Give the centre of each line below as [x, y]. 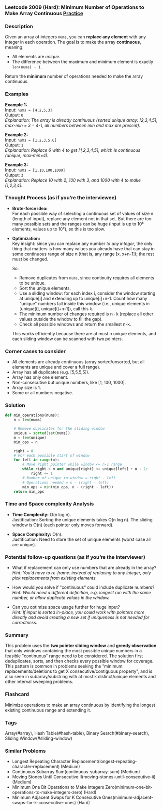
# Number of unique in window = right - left [69, 478]
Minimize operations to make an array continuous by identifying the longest [80, 705]
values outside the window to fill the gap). [61, 319]
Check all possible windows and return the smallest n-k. [75, 324]
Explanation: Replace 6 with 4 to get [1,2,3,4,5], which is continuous [73, 150]
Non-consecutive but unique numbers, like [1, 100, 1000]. [69, 383]
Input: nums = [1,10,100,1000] [35, 170]
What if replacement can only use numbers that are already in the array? [84, 567]
